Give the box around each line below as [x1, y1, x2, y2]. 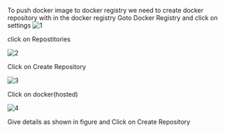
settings [7, 21, 31, 29]
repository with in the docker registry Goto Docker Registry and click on [7, 14, 219, 22]
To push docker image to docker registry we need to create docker [7, 6, 204, 14]
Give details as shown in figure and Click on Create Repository [7, 117, 191, 126]
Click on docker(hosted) [7, 90, 78, 98]
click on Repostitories [7, 35, 71, 43]
